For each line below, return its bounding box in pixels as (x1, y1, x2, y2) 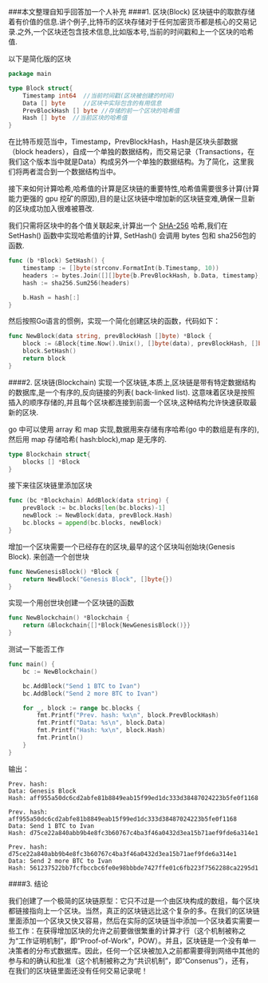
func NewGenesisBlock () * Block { (8, 567, 120, 575)
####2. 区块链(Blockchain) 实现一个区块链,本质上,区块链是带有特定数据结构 (8, 377, 257, 387)
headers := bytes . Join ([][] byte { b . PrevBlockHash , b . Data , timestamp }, (22, 271, 262, 280)
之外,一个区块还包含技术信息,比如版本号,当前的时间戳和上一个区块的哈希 (17, 27, 254, 36)
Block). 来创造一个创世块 (8, 551, 89, 561)
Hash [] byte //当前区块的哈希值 (22, 114, 128, 122)
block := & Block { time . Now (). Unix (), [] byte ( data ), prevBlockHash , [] (22, 340, 259, 348)
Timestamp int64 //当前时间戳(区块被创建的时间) (22, 91, 175, 100)
